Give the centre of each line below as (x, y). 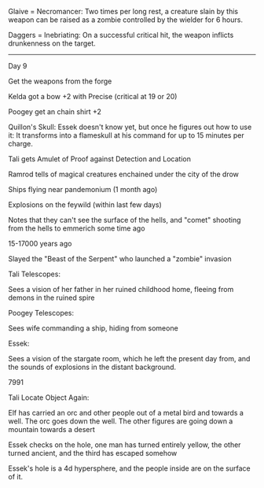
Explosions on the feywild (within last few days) (85, 205)
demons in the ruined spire (51, 298)
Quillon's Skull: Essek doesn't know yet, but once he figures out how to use (130, 127)
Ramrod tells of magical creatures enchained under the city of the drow (124, 174)
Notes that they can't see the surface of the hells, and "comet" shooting (125, 220)
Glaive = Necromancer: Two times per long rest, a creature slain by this (123, 11)
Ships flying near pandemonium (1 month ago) (83, 189)
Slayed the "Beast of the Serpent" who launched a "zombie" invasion (120, 259)
